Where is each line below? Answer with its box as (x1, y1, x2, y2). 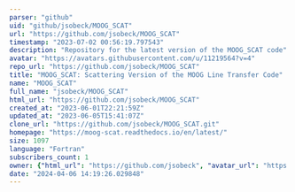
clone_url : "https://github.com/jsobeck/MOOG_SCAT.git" (9, 120, 220, 129)
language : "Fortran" (9, 144, 86, 153)
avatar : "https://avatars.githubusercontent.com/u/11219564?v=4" (9, 54, 255, 63)
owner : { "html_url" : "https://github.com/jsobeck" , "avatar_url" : (9, 161, 260, 170)
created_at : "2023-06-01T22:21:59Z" (9, 104, 144, 112)
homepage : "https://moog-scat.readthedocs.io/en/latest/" (9, 128, 228, 137)
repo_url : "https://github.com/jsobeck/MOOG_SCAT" (9, 63, 200, 72)
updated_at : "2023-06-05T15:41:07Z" (9, 111, 144, 120)
